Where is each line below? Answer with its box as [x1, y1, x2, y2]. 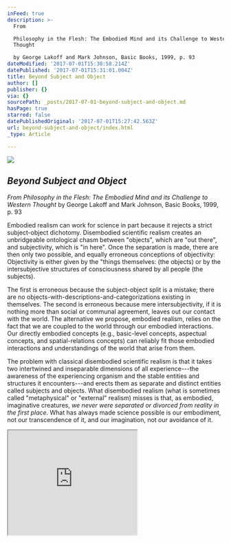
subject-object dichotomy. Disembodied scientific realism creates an [7, 228, 201, 237]
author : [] [7, 80, 38, 87]
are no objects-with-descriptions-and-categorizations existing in [7, 293, 191, 301]
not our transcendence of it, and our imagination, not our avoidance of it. [7, 416, 213, 424]
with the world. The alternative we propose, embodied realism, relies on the [7, 315, 221, 323]
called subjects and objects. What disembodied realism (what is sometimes [7, 386, 221, 395]
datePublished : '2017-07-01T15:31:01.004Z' [7, 67, 134, 74]
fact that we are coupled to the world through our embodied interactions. [7, 322, 214, 331]
